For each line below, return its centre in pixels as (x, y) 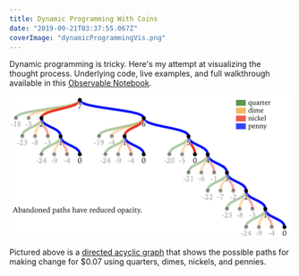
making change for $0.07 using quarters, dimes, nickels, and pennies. (138, 262)
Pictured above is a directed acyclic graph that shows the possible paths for (149, 252)
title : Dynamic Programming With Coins (84, 19)
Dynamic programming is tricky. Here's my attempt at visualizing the (135, 64)
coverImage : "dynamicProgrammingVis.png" (88, 38)
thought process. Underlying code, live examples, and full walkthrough (140, 74)
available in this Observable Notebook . (81, 83)
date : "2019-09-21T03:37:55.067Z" (74, 28)
